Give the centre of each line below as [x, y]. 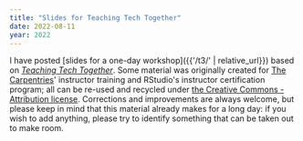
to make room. [37, 128]
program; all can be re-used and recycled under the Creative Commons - [147, 90]
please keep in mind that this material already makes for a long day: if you [148, 109]
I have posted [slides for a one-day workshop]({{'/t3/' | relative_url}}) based [152, 61]
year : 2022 [30, 35]
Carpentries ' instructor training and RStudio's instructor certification [137, 80]
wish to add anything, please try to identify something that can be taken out [151, 118]
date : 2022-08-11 [42, 26]
